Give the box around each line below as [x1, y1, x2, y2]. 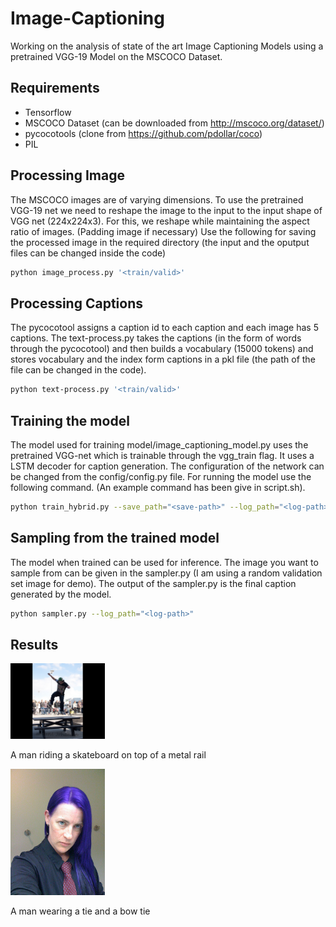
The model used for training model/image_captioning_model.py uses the [10, 438, 309, 451]
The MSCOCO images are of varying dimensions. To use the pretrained [10, 193, 304, 206]
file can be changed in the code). [10, 364, 147, 376]
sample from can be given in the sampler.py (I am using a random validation [10, 567, 323, 579]
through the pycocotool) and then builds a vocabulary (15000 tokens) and [10, 343, 314, 355]
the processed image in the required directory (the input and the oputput [10, 236, 310, 248]
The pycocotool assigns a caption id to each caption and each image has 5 [10, 322, 319, 334]
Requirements [10, 80, 100, 97]
